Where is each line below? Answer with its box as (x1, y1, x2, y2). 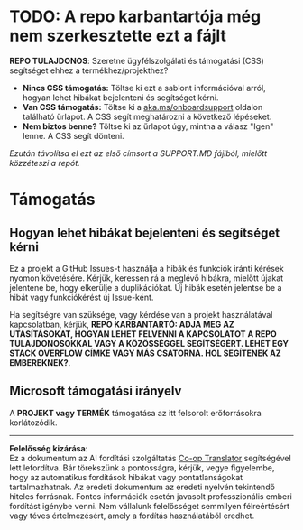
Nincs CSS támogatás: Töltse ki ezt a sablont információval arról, (22, 82, 266, 93)
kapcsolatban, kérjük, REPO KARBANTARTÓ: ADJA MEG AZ (9, 319, 234, 330)
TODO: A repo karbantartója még (9, 6, 262, 27)
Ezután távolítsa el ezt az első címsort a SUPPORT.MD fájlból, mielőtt (9, 147, 268, 159)
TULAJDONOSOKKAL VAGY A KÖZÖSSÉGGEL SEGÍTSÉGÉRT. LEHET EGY (9, 338, 289, 349)
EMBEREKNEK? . (9, 357, 71, 367)
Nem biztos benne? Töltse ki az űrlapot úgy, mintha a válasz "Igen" (22, 120, 274, 132)
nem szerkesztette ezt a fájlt (9, 25, 227, 46)
